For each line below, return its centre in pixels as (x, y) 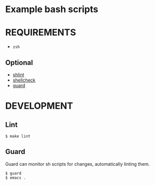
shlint (18, 75)
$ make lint (18, 136)
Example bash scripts (52, 9)
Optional (19, 63)
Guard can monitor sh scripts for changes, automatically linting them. (77, 164)
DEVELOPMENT (39, 106)
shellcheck (24, 80)
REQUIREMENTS (41, 33)
